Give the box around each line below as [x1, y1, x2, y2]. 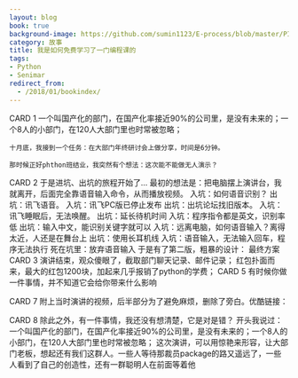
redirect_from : [9, 79, 66, 88]
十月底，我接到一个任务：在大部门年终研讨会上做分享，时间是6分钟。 [9, 143, 224, 152]
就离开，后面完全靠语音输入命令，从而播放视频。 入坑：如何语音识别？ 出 [9, 188, 278, 199]
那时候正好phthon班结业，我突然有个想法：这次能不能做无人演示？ [9, 161, 218, 169]
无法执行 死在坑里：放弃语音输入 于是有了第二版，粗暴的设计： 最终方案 [16, 243, 280, 254]
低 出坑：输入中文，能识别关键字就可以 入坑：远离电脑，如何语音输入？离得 [9, 221, 286, 232]
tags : [9, 54, 29, 63]
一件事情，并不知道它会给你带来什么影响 [9, 277, 157, 287]
